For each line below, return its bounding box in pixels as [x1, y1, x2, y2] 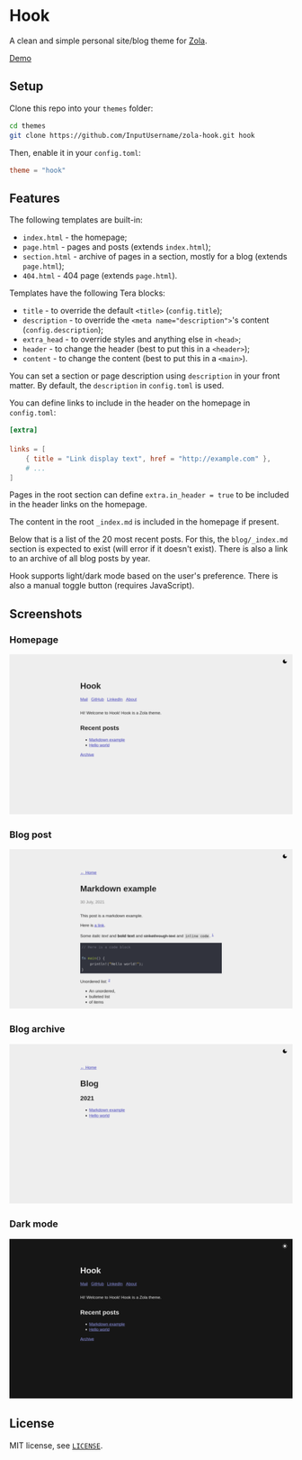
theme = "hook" [9, 166, 67, 175]
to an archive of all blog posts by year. [9, 553, 151, 564]
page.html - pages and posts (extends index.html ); [22, 242, 211, 252]
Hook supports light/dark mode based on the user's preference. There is [9, 570, 279, 581]
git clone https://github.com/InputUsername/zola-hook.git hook [9, 131, 255, 140]
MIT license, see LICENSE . [9, 1439, 103, 1451]
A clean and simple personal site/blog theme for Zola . [9, 35, 208, 46]
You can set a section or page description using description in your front [9, 370, 280, 381]
